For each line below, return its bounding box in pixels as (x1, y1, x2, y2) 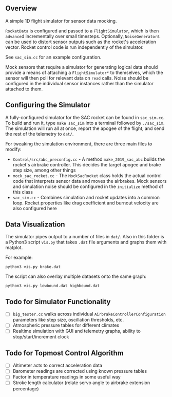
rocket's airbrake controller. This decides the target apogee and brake (12, 161, 161, 167)
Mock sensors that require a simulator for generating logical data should (5, 64, 158, 70)
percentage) (12, 385, 40, 392)
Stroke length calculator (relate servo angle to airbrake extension (12, 380, 150, 386)
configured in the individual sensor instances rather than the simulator (5, 80, 154, 86)
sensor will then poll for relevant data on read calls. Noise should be (5, 74, 149, 81)
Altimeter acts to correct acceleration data (12, 362, 103, 369)
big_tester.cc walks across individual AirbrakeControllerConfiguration (12, 311, 166, 317)
